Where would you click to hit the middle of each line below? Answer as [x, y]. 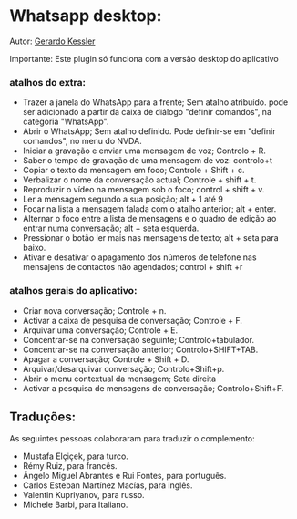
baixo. [34, 248]
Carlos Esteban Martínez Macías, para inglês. [108, 485]
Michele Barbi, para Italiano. [75, 505]
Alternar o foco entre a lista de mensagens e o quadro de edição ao [149, 219]
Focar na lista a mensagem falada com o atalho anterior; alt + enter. [149, 209]
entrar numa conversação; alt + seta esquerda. [111, 228]
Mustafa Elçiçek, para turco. [76, 456]
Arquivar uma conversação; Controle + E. [100, 330]
